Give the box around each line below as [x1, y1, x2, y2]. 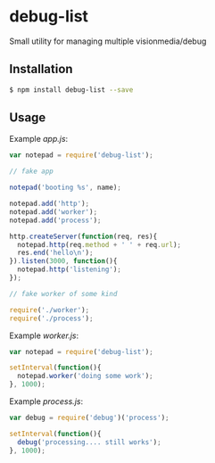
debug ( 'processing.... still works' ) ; [17, 437, 162, 447]
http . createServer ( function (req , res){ [9, 232, 158, 241]
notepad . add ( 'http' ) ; [9, 199, 90, 209]
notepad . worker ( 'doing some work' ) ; [17, 372, 153, 381]
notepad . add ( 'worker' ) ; [9, 207, 98, 216]
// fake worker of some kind [9, 289, 118, 298]
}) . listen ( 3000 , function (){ [9, 257, 118, 266]
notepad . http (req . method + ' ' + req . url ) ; [17, 240, 181, 249]
